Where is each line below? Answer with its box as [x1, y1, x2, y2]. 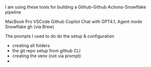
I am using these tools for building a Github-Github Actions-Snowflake [5, 4, 147, 10]
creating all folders [12, 43, 50, 48]
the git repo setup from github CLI [12, 48, 81, 53]
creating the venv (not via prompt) [12, 53, 82, 59]
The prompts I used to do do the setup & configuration [5, 33, 115, 39]
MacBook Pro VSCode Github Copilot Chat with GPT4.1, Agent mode [5, 19, 143, 24]
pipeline [5, 9, 21, 15]
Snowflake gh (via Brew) [5, 24, 55, 30]
